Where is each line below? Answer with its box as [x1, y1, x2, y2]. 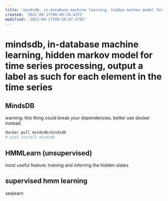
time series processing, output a [5, 60, 143, 71]
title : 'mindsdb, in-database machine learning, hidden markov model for [5, 7, 163, 13]
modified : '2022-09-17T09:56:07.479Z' [5, 17, 87, 22]
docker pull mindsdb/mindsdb [5, 130, 66, 135]
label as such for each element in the [5, 71, 162, 82]
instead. [5, 120, 22, 126]
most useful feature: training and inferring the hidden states [5, 162, 129, 168]
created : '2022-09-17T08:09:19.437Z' [5, 12, 85, 17]
